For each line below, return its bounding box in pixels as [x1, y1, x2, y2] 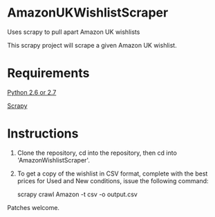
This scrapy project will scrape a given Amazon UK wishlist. [7, 41, 178, 49]
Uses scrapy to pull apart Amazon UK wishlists [7, 28, 140, 36]
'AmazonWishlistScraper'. [17, 155, 90, 164]
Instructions [7, 126, 79, 142]
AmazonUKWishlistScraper [7, 5, 169, 21]
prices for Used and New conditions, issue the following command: [17, 176, 209, 185]
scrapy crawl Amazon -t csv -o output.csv [17, 190, 138, 198]
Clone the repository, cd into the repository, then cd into [17, 149, 178, 157]
